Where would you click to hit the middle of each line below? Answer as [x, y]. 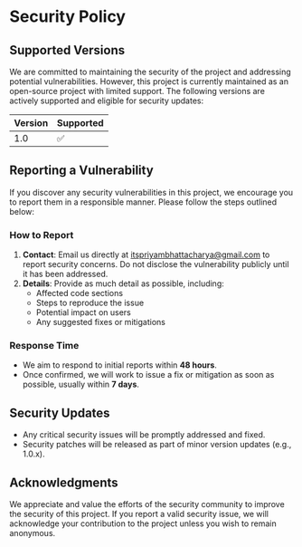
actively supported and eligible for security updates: [107, 101]
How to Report [42, 235]
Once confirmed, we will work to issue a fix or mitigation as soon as [148, 375]
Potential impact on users [83, 312]
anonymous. [33, 533]
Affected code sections [80, 293]
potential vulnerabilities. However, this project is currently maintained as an [149, 82]
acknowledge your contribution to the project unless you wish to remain [143, 523]
